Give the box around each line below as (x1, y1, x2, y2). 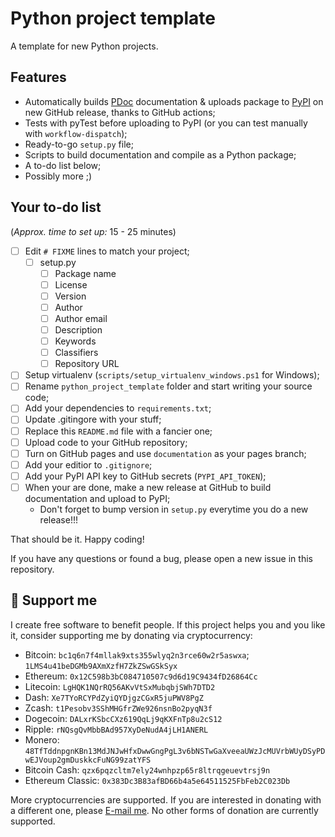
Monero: (24, 733, 60, 746)
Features (10, 69, 67, 86)
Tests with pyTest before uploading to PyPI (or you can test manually (24, 117, 308, 129)
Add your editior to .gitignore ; (24, 458, 153, 471)
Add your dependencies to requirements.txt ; (24, 402, 212, 414)
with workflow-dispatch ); (24, 127, 128, 139)
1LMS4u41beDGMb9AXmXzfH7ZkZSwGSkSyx (24, 661, 178, 671)
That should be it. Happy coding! (10, 533, 145, 545)
